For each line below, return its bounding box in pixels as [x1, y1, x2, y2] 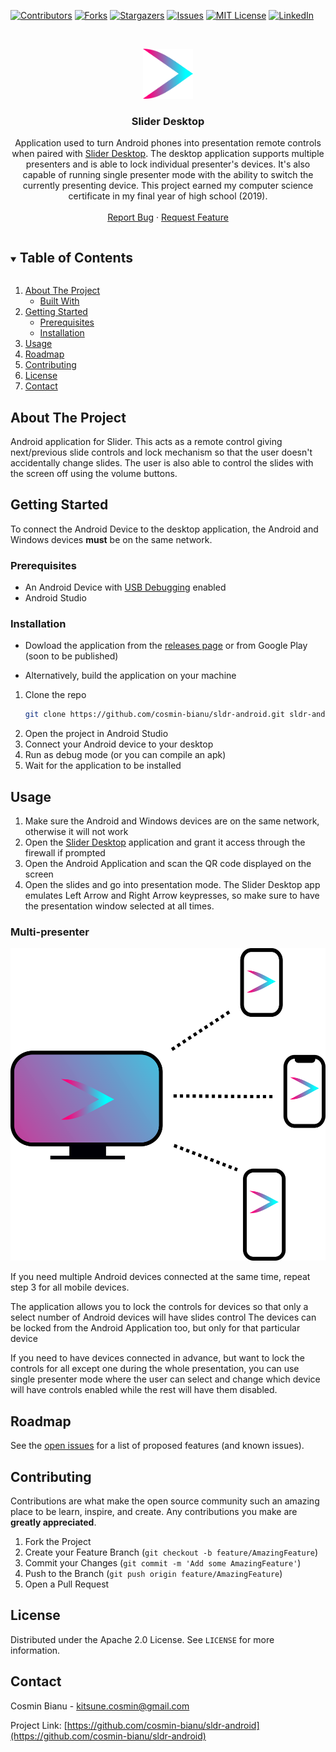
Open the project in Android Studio [24, 728, 169, 740]
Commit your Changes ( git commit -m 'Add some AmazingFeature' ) [24, 1556, 302, 1569]
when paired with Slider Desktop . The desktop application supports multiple [11, 148, 325, 160]
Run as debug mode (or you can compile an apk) [24, 749, 227, 761]
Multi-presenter [10, 925, 90, 939]
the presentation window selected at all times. [24, 900, 215, 912]
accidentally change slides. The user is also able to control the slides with [10, 456, 314, 469]
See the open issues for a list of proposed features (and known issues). [10, 1440, 305, 1452]
